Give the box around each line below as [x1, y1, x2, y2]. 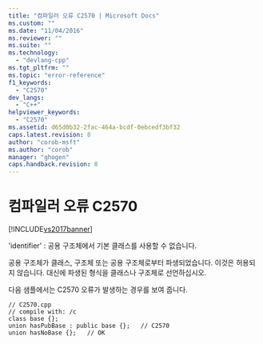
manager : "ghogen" [8, 153, 70, 161]
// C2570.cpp [8, 301, 52, 309]
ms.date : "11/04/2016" [8, 26, 84, 34]
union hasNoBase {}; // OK [8, 329, 106, 337]
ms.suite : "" [8, 42, 52, 50]
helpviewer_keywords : [8, 109, 81, 117]
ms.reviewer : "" [8, 34, 62, 42]
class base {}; [8, 315, 59, 323]
